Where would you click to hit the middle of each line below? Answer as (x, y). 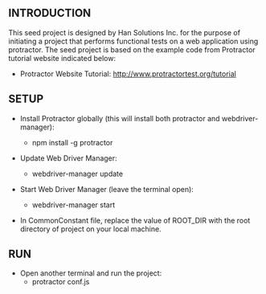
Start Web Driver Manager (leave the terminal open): (107, 189)
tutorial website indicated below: (62, 58)
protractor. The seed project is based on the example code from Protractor (132, 49)
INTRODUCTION (50, 13)
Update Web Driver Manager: (69, 158)
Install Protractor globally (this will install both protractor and (120, 118)
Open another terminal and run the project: (91, 273)
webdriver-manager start (73, 205)
